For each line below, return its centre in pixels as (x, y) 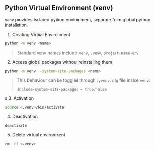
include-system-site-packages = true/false (62, 89)
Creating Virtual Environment (41, 34)
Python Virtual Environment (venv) (59, 8)
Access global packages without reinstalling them (62, 62)
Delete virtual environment (39, 135)
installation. (17, 25)
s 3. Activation (19, 98)
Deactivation (25, 117)
